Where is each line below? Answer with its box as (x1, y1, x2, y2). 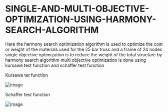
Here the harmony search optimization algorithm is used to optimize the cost (5, 41, 163, 47)
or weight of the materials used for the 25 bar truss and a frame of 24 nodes (5, 46, 162, 52)
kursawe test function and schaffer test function (5, 62, 104, 68)
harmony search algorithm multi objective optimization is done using (5, 57, 146, 63)
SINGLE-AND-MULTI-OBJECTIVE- (5, 3, 149, 15)
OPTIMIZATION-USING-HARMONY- (5, 14, 156, 25)
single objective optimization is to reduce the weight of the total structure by (5, 51, 162, 58)
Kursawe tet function (5, 72, 48, 78)
